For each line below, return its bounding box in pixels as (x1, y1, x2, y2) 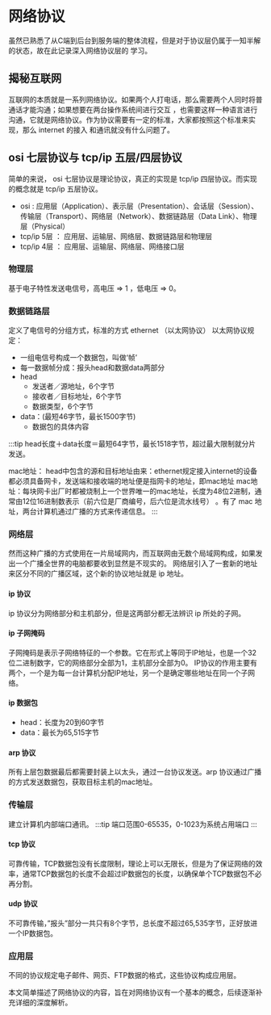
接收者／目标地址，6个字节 (31, 392, 123, 401)
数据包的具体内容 (31, 422, 90, 432)
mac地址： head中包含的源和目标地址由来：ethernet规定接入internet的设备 (8, 466, 258, 476)
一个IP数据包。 (8, 928, 58, 937)
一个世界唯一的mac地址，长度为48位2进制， (106, 486, 256, 497)
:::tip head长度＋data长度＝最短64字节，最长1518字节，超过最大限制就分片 (8, 439, 256, 449)
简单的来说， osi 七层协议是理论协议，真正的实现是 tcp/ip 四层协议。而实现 (8, 174, 257, 183)
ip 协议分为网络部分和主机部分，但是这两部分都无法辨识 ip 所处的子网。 (8, 608, 246, 618)
